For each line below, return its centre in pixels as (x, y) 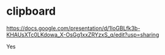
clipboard (31, 11)
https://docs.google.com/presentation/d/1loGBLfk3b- (73, 28)
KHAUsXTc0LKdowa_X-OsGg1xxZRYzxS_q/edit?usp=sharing (83, 34)
